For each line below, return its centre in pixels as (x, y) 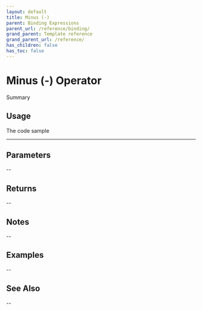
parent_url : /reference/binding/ (48, 29)
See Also (23, 289)
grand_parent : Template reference (50, 34)
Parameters (29, 155)
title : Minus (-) (28, 17)
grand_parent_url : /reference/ (45, 40)
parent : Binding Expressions (43, 23)
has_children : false (32, 46)
